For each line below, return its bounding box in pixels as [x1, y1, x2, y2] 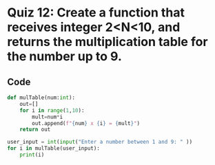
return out [19, 126, 51, 133]
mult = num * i [32, 113, 63, 120]
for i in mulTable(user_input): [7, 145, 100, 152]
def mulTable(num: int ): [7, 94, 76, 101]
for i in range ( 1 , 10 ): [19, 107, 85, 114]
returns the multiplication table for [7, 34, 208, 49]
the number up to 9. [7, 49, 123, 65]
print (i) [19, 151, 45, 158]
